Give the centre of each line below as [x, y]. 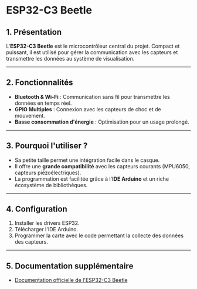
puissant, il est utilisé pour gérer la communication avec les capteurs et [92, 52]
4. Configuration [37, 209]
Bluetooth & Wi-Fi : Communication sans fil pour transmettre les [92, 97]
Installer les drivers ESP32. [47, 223]
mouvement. [30, 115]
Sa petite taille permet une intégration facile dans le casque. [87, 160]
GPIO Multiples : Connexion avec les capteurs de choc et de [88, 109]
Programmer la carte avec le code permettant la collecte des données [99, 235]
